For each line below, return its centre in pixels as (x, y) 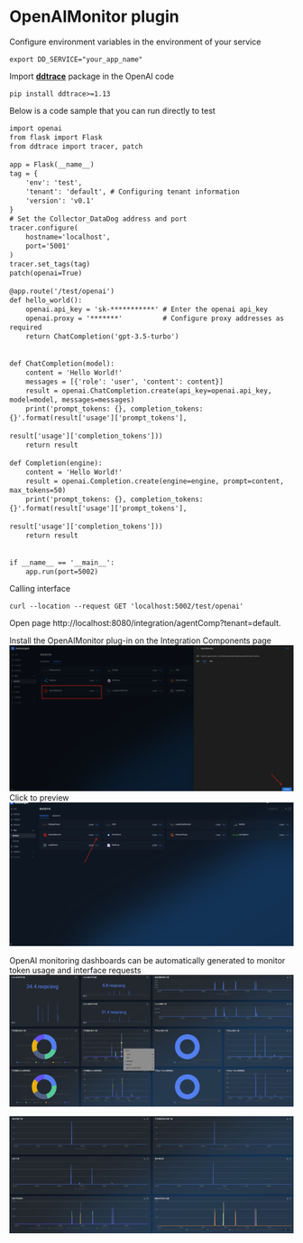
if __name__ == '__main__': (62, 563)
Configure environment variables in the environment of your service (135, 42)
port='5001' (48, 246)
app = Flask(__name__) (52, 165)
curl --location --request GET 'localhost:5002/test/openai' (127, 606)
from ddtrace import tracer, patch (76, 147)
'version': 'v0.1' (60, 201)
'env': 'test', (54, 183)
